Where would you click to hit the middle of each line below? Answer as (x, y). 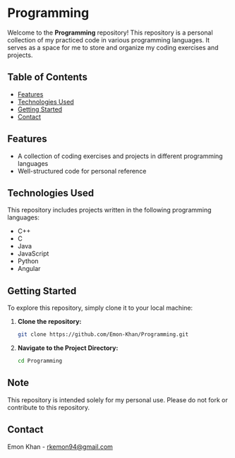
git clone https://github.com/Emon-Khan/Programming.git (103, 335)
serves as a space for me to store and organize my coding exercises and (113, 47)
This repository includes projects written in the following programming (109, 210)
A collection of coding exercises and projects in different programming (120, 156)
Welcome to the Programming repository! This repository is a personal (110, 32)
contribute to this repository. (49, 407)
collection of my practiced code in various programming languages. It (109, 40)
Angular (29, 269)
